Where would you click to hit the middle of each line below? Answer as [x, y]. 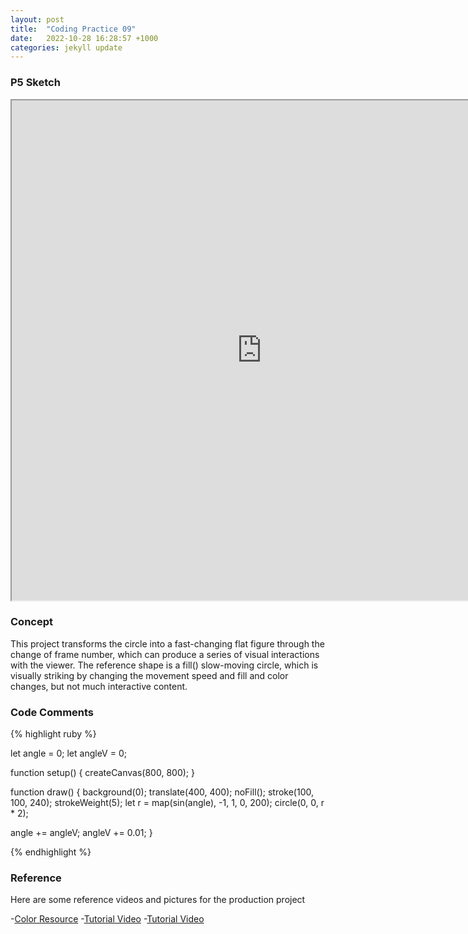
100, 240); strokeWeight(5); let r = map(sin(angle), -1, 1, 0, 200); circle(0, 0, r [167, 803]
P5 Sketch [35, 83]
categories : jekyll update [66, 47]
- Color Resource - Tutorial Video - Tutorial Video [107, 919]
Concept [31, 622]
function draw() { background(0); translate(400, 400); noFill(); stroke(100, [162, 792]
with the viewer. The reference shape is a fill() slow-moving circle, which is [164, 665]
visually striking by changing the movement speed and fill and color [149, 675]
